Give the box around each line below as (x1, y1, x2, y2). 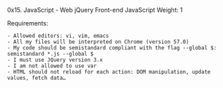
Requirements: (7, 19, 48, 27)
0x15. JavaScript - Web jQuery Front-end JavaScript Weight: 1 (7, 6, 183, 14)
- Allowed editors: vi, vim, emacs (7, 32, 109, 39)
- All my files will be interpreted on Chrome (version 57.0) (7, 38, 189, 45)
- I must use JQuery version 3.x (7, 56, 103, 63)
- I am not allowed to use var (7, 63, 97, 69)
